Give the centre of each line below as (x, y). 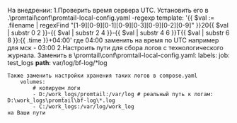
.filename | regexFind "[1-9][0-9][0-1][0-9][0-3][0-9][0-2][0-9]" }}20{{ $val (118, 25)
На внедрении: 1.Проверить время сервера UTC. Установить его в (108, 10)
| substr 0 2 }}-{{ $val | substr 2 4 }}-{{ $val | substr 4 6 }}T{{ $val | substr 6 (118, 33)
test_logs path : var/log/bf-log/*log (57, 63)
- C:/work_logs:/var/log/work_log (83, 107)
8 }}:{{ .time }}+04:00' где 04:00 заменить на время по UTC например (113, 40)
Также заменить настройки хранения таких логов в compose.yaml (103, 76)
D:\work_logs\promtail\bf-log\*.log (61, 100)
